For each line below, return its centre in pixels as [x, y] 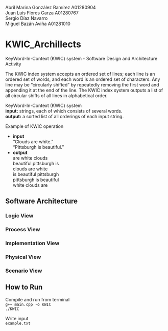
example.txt [18, 323]
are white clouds [30, 158]
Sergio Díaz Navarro [27, 18]
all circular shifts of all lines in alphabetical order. [57, 95]
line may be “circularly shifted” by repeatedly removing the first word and [82, 84]
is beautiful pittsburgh [36, 174]
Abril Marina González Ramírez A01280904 [51, 7]
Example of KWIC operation [34, 126]
